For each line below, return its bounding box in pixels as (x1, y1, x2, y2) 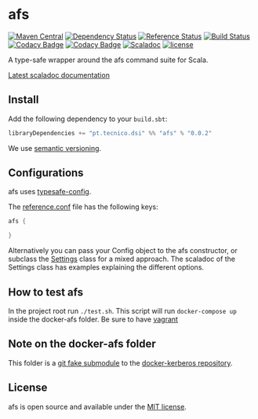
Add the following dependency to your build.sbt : (8, 114, 168, 123)
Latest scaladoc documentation (8, 70, 110, 79)
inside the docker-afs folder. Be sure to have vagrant (8, 314, 179, 324)
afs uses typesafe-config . (8, 187, 92, 197)
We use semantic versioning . (8, 143, 102, 153)
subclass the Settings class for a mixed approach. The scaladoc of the (8, 254, 236, 264)
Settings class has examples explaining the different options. (8, 263, 205, 272)
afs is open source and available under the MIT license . (8, 402, 187, 411)
